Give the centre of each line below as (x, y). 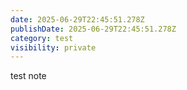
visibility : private (53, 47)
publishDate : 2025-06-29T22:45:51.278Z (93, 29)
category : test (42, 38)
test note (28, 76)
